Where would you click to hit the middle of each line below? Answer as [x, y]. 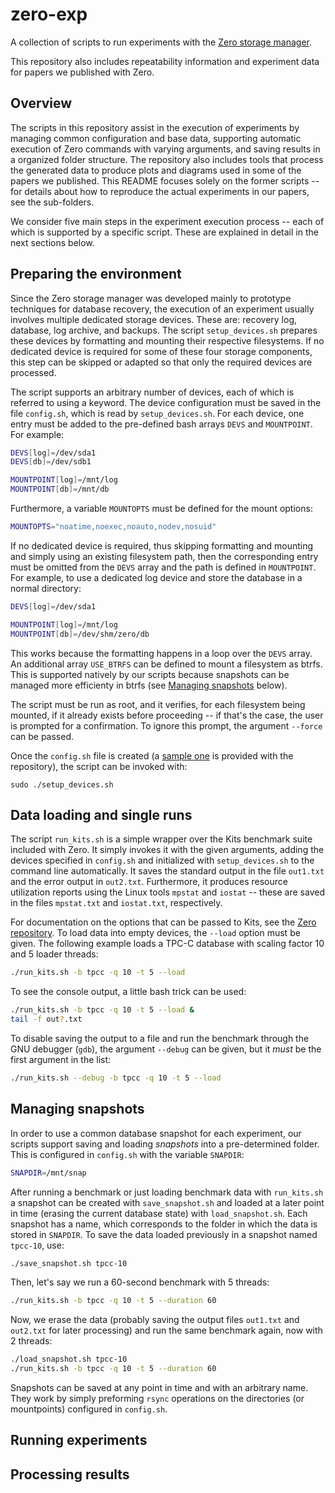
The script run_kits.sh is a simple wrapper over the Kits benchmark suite [161, 839]
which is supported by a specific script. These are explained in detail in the [164, 232]
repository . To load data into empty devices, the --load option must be [155, 933]
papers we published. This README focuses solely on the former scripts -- [165, 180]
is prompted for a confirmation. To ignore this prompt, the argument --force [166, 725]
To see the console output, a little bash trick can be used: [128, 992]
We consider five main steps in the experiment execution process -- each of [167, 221]
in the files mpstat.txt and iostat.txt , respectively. [116, 903]
